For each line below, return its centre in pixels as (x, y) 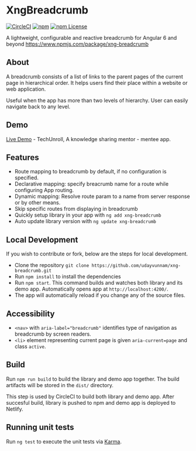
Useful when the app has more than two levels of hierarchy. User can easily (97, 100)
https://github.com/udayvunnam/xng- (136, 266)
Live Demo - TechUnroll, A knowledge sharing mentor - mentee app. (89, 139)
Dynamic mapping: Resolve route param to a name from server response (102, 196)
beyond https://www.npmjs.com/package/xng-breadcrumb (78, 44)
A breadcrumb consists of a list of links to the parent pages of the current (94, 76)
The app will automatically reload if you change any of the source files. (100, 295)
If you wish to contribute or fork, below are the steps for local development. (97, 254)
